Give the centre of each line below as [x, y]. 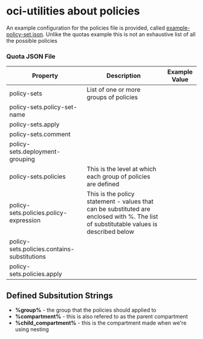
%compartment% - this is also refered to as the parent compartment [101, 317]
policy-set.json [25, 34]
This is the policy [111, 194]
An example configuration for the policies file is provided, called [85, 28]
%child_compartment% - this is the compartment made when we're [101, 323]
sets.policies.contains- [42, 249]
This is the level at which [121, 169]
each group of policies [118, 176]
